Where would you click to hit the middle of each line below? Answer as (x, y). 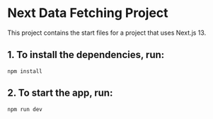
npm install (25, 71)
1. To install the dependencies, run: (86, 55)
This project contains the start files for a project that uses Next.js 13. (107, 33)
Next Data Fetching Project (88, 13)
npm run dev (25, 109)
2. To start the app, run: (60, 93)
